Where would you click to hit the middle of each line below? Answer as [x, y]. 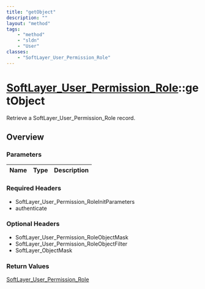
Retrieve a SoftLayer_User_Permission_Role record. [71, 118]
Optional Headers [33, 224]
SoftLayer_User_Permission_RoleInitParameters [75, 201]
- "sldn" [28, 40]
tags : [13, 29]
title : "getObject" [31, 12]
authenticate [31, 208]
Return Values [28, 266]
